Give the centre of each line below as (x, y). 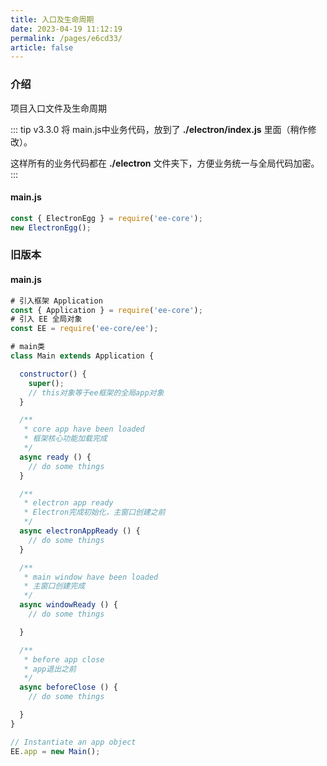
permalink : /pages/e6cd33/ (66, 38)
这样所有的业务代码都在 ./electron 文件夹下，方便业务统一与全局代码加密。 (165, 163)
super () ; (46, 383)
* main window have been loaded (91, 577)
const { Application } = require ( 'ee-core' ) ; (106, 310)
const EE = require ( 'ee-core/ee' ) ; (84, 329)
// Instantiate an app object (73, 742)
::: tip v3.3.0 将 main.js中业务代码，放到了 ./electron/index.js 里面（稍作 (159, 129)
